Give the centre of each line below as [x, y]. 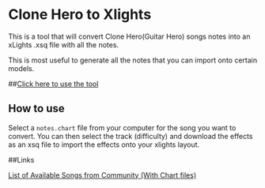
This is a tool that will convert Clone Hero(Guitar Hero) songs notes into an [129, 36]
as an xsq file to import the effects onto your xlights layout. [104, 145]
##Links [21, 160]
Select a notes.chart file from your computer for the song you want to [122, 127]
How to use [36, 109]
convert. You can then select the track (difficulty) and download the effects [131, 136]
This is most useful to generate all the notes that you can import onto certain [133, 60]
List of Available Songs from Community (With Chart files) [102, 175]
